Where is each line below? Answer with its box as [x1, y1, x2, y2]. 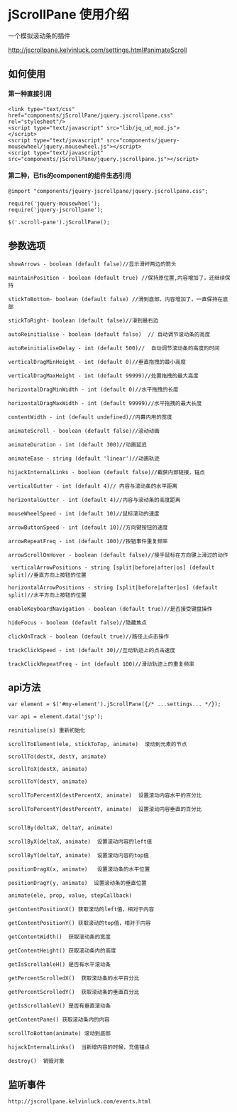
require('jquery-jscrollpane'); [8, 206, 104, 214]
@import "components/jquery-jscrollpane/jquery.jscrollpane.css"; [8, 187, 209, 194]
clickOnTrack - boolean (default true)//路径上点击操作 [8, 633, 170, 640]
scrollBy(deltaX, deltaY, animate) [8, 824, 114, 832]
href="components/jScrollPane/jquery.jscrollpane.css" [8, 112, 174, 119]
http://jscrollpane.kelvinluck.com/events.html [8, 1098, 152, 1106]
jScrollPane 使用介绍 [8, 6, 130, 23]
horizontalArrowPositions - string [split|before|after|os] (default [8, 584, 219, 591]
